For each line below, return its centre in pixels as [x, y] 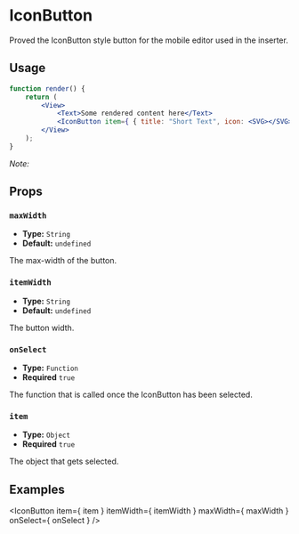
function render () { [48, 89]
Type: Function [50, 368]
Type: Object [46, 435]
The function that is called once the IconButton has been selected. [131, 395]
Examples [37, 489]
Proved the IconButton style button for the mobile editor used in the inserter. [149, 40]
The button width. [42, 328]
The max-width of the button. [63, 261]
